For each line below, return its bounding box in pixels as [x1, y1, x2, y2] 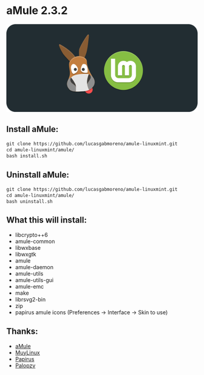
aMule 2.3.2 [6, 4, 68, 18]
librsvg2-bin [15, 295, 46, 303]
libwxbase [15, 244, 41, 251]
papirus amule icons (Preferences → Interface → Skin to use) [15, 308, 168, 316]
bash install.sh [6, 153, 47, 159]
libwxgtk [15, 250, 36, 258]
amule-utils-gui [15, 276, 53, 283]
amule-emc [15, 283, 44, 290]
